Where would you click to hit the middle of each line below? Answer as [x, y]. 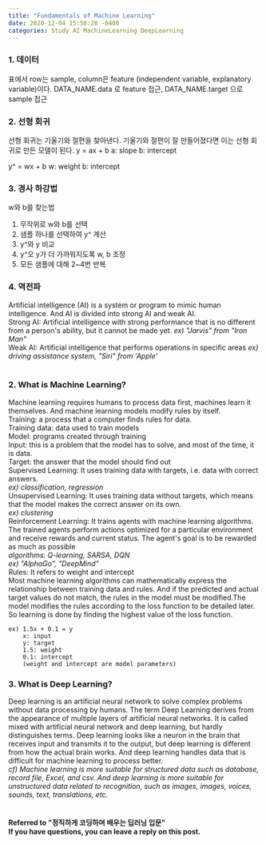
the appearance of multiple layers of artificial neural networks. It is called [128, 719]
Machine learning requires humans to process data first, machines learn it [130, 402]
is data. [20, 453]
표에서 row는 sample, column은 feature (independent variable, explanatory [130, 79]
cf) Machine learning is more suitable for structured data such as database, [134, 769]
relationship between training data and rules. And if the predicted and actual [133, 588]
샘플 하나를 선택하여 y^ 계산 [63, 234]
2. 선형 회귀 [29, 121]
